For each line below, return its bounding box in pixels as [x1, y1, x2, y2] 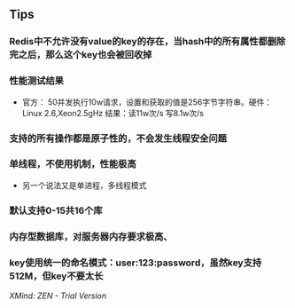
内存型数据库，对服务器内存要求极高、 [9, 230, 173, 242]
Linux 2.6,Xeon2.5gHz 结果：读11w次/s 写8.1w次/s [21, 107, 204, 118]
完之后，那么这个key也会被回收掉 [9, 49, 152, 61]
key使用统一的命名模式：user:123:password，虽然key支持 [9, 257, 262, 269]
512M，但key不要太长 [9, 270, 104, 282]
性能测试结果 [9, 75, 65, 87]
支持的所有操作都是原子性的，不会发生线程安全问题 [9, 132, 228, 145]
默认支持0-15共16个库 [9, 204, 104, 217]
